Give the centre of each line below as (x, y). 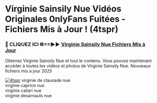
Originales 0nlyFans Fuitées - (65, 19)
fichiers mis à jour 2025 (29, 71)
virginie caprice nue (25, 86)
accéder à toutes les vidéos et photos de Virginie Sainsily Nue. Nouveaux (78, 66)
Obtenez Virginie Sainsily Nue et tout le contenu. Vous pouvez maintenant (78, 61)
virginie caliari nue (23, 90)
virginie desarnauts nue (29, 96)
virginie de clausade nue (46, 80)
